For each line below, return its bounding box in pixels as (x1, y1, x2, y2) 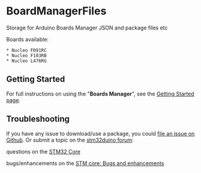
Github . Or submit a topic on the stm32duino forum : (6, 136, 134, 144)
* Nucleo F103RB (6, 52, 47, 58)
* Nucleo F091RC (6, 47, 47, 53)
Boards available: (6, 35, 49, 43)
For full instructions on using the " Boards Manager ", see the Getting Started (6, 90, 195, 97)
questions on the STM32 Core (6, 148, 81, 155)
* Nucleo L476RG (6, 58, 47, 64)
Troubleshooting (6, 114, 70, 124)
